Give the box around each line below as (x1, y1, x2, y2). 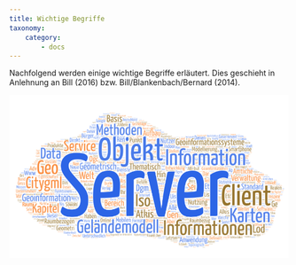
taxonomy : (9, 23, 46, 33)
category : (25, 33, 62, 42)
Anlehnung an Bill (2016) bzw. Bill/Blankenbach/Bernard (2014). (9, 77, 241, 88)
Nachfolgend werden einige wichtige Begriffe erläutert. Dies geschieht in (9, 67, 276, 79)
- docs (41, 43, 66, 51)
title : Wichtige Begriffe (9, 14, 105, 23)
